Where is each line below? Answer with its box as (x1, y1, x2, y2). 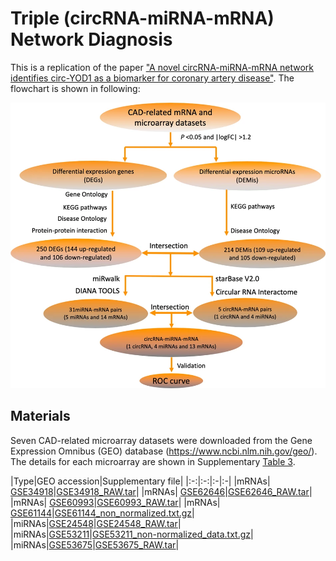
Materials (10, 408, 71, 425)
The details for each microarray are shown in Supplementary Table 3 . (10, 455, 296, 467)
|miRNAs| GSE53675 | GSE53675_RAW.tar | (10, 538, 180, 551)
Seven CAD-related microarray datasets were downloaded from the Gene (10, 434, 313, 446)
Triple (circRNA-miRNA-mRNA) (10, 7, 275, 30)
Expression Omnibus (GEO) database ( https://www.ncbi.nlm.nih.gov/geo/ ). (10, 445, 318, 457)
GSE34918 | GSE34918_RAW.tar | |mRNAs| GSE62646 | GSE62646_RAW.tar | (10, 485, 313, 497)
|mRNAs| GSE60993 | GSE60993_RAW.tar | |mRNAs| (10, 496, 221, 508)
